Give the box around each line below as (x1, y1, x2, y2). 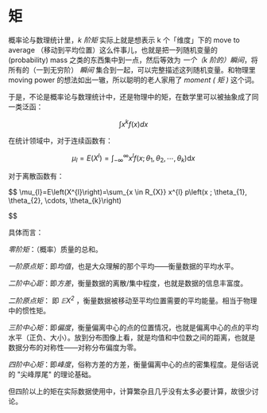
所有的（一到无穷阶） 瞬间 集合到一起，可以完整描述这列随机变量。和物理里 (8, 65, 256, 74)
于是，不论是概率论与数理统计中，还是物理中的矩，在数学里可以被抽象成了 (8, 92, 252, 101)
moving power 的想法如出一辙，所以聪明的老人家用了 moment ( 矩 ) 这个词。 (8, 75, 259, 85)
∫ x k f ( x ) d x (118, 117, 149, 128)
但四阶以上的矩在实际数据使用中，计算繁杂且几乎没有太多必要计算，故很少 (8, 386, 252, 395)
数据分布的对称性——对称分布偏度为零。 (8, 342, 141, 352)
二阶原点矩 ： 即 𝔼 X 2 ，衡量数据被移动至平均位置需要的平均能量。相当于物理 (8, 294, 257, 305)
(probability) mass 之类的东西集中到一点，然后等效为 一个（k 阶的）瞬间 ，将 (8, 55, 258, 65)
